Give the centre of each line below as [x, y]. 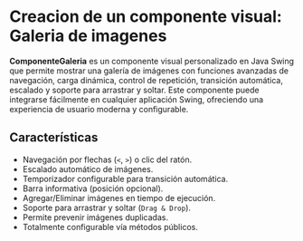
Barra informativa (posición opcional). [93, 188]
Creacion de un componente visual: [146, 17]
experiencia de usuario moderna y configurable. [99, 109]
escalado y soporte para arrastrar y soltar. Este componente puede [134, 90]
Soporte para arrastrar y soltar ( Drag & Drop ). [107, 207]
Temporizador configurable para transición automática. [125, 178]
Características [54, 138]
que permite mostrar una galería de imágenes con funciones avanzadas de [149, 71]
